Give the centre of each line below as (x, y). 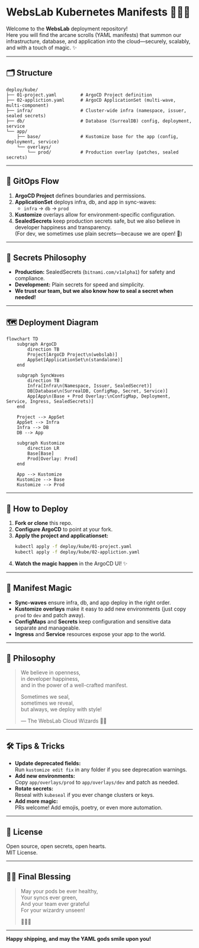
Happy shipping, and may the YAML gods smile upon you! (79, 938)
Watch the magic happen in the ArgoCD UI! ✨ (71, 563)
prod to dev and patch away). (50, 615)
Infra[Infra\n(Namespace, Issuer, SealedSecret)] (90, 386)
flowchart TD (22, 339)
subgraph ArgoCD (37, 345)
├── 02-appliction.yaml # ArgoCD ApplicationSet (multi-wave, (91, 100)
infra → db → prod (46, 208)
